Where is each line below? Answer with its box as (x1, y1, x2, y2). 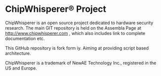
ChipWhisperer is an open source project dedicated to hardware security (5, 20, 154, 26)
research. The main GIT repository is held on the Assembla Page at (5, 25, 142, 31)
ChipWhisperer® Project (5, 3, 107, 15)
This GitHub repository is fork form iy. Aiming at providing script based (5, 45, 149, 51)
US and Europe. (5, 65, 37, 71)
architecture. (5, 50, 31, 56)
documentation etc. (5, 36, 45, 41)
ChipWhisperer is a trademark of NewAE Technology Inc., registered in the (5, 60, 157, 66)
